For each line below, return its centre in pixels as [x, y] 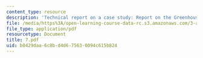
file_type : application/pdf [42, 29]
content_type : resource [36, 12]
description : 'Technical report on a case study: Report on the [89, 18]
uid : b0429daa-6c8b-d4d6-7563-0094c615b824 [62, 46]
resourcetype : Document [36, 34]
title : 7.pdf [23, 40]
